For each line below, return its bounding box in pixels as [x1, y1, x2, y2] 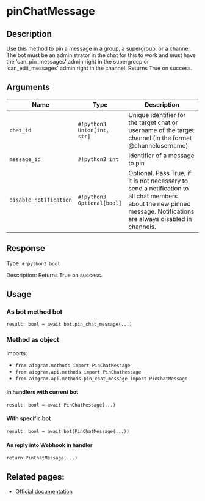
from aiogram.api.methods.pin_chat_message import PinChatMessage [15, 375, 188, 382]
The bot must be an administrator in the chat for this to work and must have [6, 51, 196, 59]
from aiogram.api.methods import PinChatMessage [15, 369, 142, 375]
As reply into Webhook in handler [6, 441, 93, 448]
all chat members [128, 192, 178, 200]
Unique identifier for [128, 110, 186, 119]
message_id [9, 156, 41, 163]
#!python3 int [77, 156, 119, 163]
